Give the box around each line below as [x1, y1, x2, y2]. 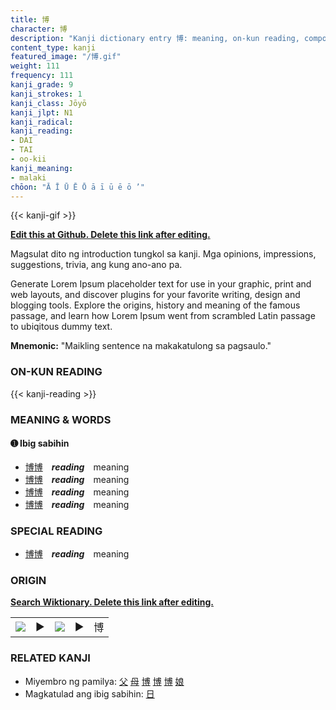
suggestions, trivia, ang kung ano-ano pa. [10, 259, 183, 271]
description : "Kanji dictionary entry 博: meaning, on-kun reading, [10, 33, 300, 43]
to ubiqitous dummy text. [10, 321, 113, 333]
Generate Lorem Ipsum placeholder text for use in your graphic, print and [10, 278, 312, 290]
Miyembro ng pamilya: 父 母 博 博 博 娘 [24, 675, 185, 687]
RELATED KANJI [10, 651, 91, 665]
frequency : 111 [10, 71, 74, 81]
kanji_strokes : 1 [10, 89, 83, 99]
